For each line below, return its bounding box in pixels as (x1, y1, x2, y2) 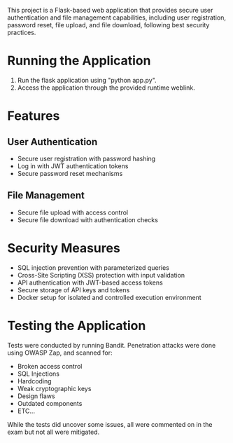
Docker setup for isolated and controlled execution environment (17, 293, 202, 301)
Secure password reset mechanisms (17, 169, 123, 177)
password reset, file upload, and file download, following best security (7, 21, 210, 29)
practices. (7, 28, 36, 36)
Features (7, 108, 60, 124)
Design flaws (17, 392, 55, 400)
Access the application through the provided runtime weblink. (17, 83, 196, 92)
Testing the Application (7, 318, 146, 334)
